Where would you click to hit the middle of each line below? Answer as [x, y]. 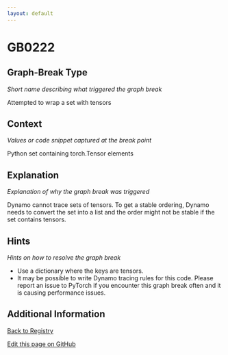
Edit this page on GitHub [42, 344]
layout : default [30, 13]
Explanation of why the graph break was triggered [78, 192]
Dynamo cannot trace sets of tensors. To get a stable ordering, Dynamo [108, 205]
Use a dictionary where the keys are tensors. [80, 271]
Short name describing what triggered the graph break [85, 89]
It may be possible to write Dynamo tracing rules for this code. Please [115, 278]
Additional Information [56, 314]
